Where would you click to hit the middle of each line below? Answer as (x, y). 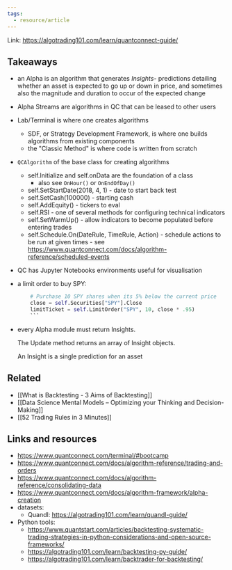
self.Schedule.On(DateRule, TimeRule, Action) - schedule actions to (124, 235)
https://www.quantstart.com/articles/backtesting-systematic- (116, 530)
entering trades (50, 228)
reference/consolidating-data (59, 485)
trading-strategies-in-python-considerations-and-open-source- (119, 537)
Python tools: (36, 522)
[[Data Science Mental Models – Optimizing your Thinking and (106, 402)
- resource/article (42, 20)
